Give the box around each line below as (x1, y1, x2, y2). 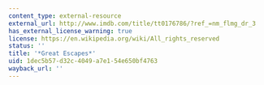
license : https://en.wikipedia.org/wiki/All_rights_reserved (8, 34, 220, 43)
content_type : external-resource (8, 11, 122, 20)
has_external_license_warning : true (8, 27, 132, 35)
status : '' (8, 42, 45, 50)
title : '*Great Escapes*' (8, 49, 96, 57)
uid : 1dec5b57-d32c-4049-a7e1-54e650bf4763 (8, 57, 158, 66)
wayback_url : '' (8, 65, 63, 73)
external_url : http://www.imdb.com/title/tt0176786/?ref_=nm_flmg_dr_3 (8, 19, 256, 28)
